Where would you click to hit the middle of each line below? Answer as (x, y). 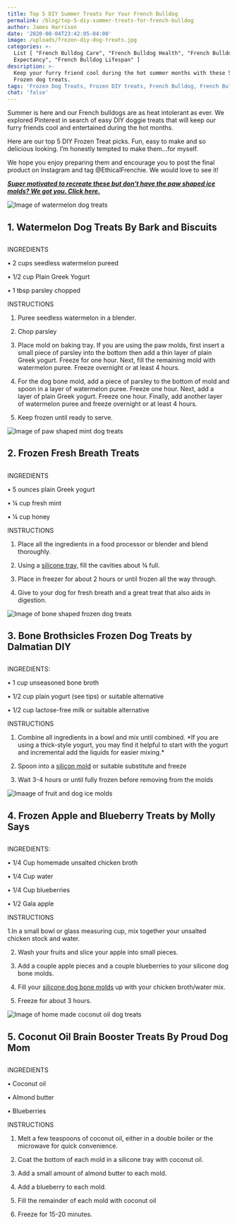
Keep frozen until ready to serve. (65, 417)
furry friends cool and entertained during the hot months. (91, 128)
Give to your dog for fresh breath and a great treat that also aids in (114, 592)
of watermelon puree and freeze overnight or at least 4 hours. (107, 404)
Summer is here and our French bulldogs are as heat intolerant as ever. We (116, 113)
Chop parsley (37, 331)
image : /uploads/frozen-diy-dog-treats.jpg (72, 40)
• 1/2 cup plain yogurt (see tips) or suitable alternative (86, 697)
